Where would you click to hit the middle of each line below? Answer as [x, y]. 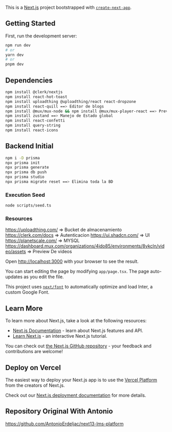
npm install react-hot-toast [36, 97]
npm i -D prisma [23, 158]
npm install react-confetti [35, 121]
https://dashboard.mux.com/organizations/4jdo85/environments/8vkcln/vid [85, 246]
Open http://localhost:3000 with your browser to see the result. [72, 261]
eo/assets [16, 252]
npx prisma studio [25, 177]
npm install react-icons [32, 130]
